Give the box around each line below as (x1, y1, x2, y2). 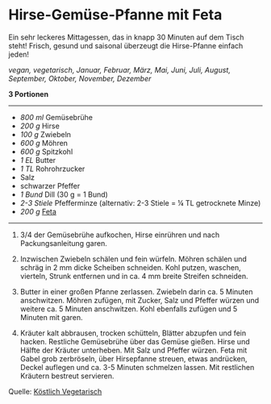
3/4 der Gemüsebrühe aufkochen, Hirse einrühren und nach (19, 230, 220, 239)
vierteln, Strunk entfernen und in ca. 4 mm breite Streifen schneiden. (19, 271, 248, 281)
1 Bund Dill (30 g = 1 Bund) (19, 190, 109, 199)
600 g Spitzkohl (19, 147, 73, 156)
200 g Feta (19, 206, 56, 216)
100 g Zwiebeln (19, 129, 71, 139)
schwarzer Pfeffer (19, 181, 81, 190)
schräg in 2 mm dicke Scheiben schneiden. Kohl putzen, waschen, (19, 262, 241, 272)
